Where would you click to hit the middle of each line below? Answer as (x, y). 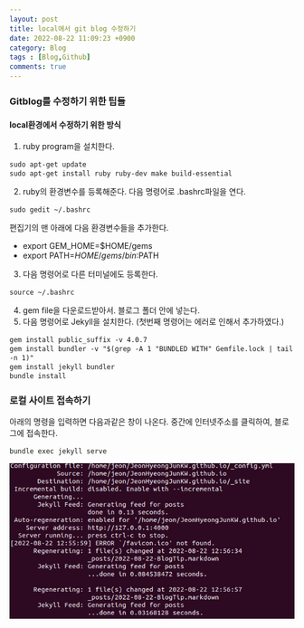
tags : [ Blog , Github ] (50, 57)
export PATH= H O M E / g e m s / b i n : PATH (91, 256)
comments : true (38, 67)
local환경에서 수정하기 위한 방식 (66, 124)
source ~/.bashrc (42, 293)
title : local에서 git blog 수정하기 (73, 29)
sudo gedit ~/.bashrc (50, 210)
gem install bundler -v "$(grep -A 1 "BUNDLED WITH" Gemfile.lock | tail (152, 349)
